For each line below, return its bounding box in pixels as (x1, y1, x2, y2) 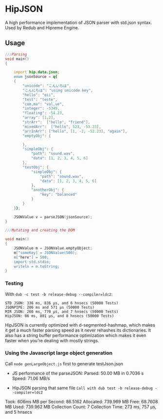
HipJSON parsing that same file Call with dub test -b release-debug (12, 385, 153, 391)
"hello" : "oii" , (22, 92, 55, 97)
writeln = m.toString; (14, 264, 60, 269)
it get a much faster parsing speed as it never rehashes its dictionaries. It (5, 327, 151, 333)
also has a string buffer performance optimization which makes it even (5, 332, 146, 338)
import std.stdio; (14, 259, 51, 264)
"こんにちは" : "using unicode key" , (22, 88, 93, 93)
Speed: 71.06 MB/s (12, 375, 50, 381)
